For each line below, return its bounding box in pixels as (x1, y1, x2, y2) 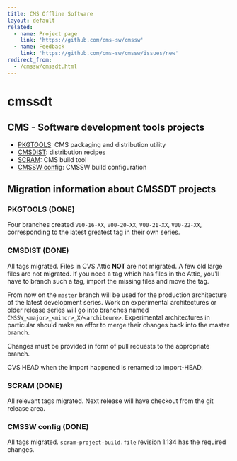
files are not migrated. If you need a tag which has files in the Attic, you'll (7, 269, 220, 278)
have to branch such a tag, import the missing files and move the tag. (7, 276, 209, 285)
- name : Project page (13, 30, 78, 37)
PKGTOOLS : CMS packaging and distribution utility (17, 140, 166, 148)
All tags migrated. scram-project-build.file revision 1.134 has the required (7, 438, 226, 446)
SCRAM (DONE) (7, 380, 63, 390)
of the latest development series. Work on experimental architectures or (7, 298, 217, 306)
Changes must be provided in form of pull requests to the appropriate (7, 342, 210, 350)
